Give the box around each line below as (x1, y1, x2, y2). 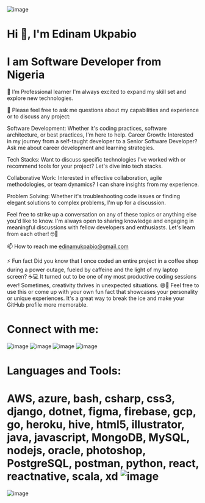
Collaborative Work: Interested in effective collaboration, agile (7, 174, 162, 182)
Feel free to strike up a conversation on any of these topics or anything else (7, 211, 197, 218)
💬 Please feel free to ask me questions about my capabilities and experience (7, 107, 199, 114)
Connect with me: (7, 323, 99, 337)
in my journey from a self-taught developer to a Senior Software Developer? (7, 138, 198, 145)
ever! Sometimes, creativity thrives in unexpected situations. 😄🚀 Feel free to (7, 282, 200, 289)
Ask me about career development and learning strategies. (7, 144, 155, 152)
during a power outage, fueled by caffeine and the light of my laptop (7, 266, 179, 274)
